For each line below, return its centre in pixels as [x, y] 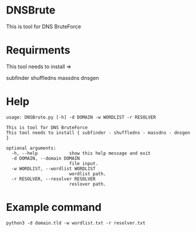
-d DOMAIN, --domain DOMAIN [46, 158]
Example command [54, 207]
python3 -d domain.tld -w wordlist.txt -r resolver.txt [76, 223]
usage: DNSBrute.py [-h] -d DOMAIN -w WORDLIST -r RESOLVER [81, 117]
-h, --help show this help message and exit [81, 153]
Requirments [38, 50]
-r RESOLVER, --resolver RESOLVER [53, 179]
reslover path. [88, 184]
